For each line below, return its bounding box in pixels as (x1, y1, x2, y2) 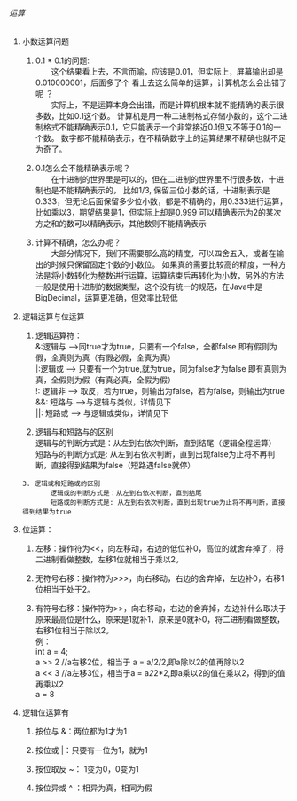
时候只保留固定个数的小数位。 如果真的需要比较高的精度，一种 (51, 259, 279, 270)
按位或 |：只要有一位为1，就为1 (35, 745, 148, 756)
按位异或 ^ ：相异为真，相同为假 (35, 782, 153, 793)
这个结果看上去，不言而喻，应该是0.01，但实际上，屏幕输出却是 (51, 67, 284, 77)
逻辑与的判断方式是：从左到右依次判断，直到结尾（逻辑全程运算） (35, 438, 277, 449)
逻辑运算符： (35, 330, 82, 341)
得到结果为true (21, 507, 72, 517)
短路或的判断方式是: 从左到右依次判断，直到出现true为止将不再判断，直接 (50, 499, 285, 507)
